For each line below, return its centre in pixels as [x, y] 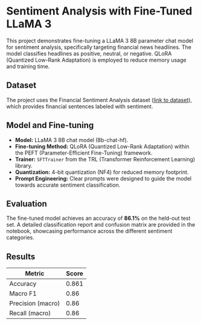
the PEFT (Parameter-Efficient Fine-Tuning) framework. [84, 153]
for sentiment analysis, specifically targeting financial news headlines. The [99, 47]
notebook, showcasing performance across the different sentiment [89, 231]
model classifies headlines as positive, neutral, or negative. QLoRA [89, 53]
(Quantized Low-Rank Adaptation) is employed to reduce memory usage [96, 60]
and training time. [28, 66]
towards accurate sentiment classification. [68, 185]
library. [24, 166]
